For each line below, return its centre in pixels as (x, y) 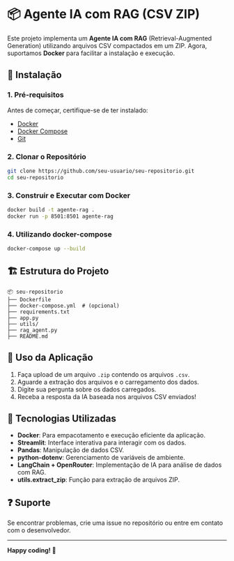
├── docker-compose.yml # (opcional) (63, 306)
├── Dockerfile (29, 299)
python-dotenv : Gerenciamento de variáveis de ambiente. (101, 458)
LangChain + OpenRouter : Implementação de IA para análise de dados (119, 465)
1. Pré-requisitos (36, 95)
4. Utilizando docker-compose (60, 234)
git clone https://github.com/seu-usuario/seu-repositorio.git (101, 171)
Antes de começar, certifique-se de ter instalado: (78, 110)
